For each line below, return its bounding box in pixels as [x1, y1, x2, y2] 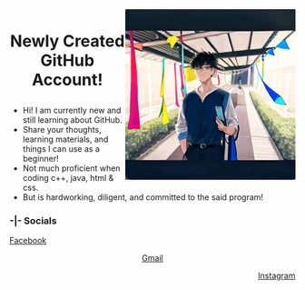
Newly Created [10, 31, 125, 52]
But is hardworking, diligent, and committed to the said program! [22, 192, 264, 203]
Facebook [9, 235, 47, 246]
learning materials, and [22, 134, 109, 145]
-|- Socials [9, 215, 57, 227]
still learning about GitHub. [22, 115, 123, 125]
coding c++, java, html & [22, 173, 114, 184]
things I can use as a [22, 144, 100, 155]
